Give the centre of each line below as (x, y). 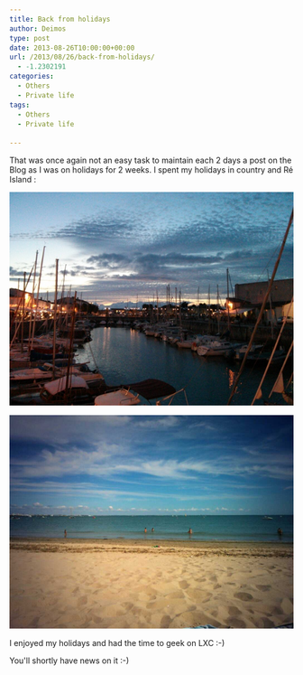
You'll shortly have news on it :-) (69, 661)
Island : (23, 180)
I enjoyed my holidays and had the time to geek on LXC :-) (117, 643)
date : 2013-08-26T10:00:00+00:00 (72, 48)
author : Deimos (38, 28)
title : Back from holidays (60, 19)
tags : (19, 105)
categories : (32, 77)
